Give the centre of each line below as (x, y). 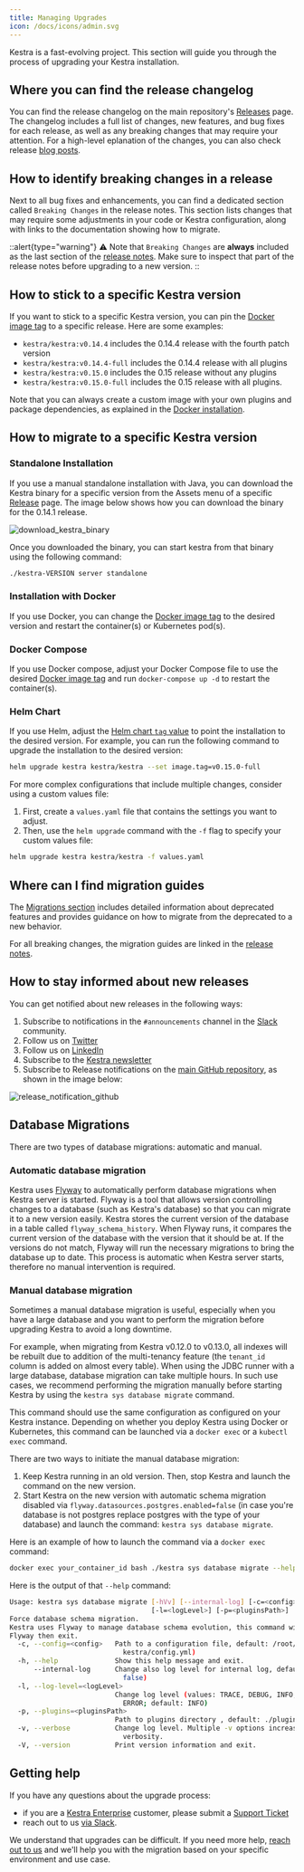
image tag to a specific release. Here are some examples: (117, 326)
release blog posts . (45, 150)
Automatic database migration (78, 1170)
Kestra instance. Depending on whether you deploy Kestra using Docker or (149, 1422)
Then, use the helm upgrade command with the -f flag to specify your (152, 831)
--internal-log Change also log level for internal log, (153, 1670)
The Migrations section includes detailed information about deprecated (142, 907)
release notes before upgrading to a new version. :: (104, 266)
